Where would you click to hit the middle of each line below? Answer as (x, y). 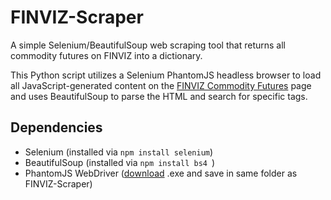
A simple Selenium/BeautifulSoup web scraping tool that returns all (148, 45)
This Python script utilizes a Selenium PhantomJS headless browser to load (166, 75)
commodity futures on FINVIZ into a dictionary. (106, 55)
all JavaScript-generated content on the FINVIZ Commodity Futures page (161, 85)
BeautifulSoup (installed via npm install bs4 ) (120, 162)
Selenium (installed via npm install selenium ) (119, 152)
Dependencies (56, 127)
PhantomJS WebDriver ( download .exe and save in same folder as (161, 173)
